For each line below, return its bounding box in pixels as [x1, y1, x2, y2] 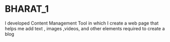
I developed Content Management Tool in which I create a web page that [5, 20, 159, 26]
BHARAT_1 [5, 3, 49, 15]
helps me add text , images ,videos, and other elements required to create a [5, 25, 165, 31]
